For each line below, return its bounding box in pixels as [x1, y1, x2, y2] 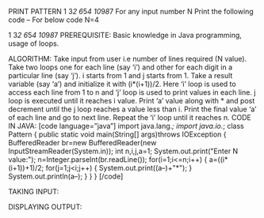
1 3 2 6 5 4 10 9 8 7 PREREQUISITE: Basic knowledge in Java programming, [8, 31, 242, 39]
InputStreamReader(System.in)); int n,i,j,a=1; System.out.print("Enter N [8, 146, 239, 156]
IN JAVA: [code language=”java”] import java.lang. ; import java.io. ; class [8, 122, 244, 130]
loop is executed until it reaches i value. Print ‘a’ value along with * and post [8, 96, 255, 105]
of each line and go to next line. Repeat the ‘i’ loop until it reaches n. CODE [8, 113, 252, 122]
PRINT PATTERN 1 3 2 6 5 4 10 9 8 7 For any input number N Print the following [8, 7, 254, 16]
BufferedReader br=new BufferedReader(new [8, 138, 157, 147]
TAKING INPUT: [8, 187, 59, 196]
